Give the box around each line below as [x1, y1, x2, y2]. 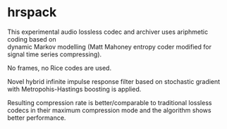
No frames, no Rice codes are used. [7, 63, 111, 72]
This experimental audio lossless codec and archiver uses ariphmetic [7, 27, 209, 36]
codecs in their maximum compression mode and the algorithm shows [7, 106, 211, 114]
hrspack [7, 4, 57, 20]
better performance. [7, 113, 66, 122]
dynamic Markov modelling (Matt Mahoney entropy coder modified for [7, 42, 211, 51]
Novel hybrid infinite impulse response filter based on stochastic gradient [7, 77, 221, 85]
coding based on [7, 35, 56, 43]
